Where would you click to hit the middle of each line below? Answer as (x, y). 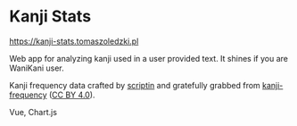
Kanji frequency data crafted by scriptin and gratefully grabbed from (135, 85)
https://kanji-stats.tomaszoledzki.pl (74, 41)
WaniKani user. (37, 68)
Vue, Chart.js (33, 112)
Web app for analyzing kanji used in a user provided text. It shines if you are (148, 58)
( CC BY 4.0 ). (72, 95)
